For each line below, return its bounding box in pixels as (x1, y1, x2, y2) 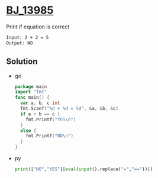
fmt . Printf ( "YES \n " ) (25, 116, 76, 122)
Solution (6, 57, 38, 67)
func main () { (14, 95, 50, 101)
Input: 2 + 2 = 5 (6, 34, 49, 40)
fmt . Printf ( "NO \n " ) (25, 133, 74, 139)
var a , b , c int (20, 100, 60, 106)
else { (20, 128, 37, 134)
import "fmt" (14, 89, 47, 95)
